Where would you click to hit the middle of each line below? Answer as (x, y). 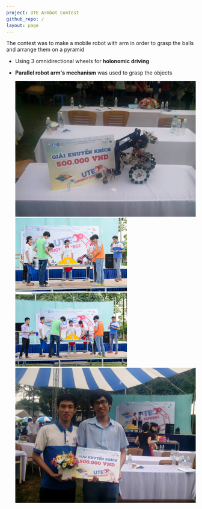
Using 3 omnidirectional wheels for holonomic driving (82, 61)
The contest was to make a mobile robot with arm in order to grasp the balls (100, 43)
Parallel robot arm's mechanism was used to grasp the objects (93, 73)
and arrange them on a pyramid (45, 50)
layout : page (23, 25)
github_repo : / (25, 19)
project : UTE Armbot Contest (43, 13)
